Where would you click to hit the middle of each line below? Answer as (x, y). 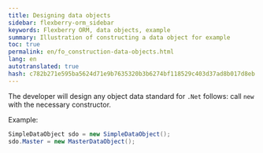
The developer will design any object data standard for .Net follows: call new (131, 96)
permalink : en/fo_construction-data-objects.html (91, 52)
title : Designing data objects (59, 15)
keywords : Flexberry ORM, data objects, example (89, 30)
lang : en (22, 60)
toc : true (24, 45)
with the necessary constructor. (60, 104)
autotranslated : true (44, 67)
